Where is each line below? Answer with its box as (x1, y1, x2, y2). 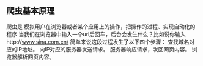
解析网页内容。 (17, 53, 55, 61)
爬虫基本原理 (6, 5, 55, 16)
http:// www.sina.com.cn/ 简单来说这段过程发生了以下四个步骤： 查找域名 (6, 38, 190, 45)
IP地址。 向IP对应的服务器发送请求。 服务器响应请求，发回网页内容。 (17, 45, 191, 53)
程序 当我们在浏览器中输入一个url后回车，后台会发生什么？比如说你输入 (6, 30, 186, 38)
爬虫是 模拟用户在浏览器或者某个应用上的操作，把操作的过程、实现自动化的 (6, 23, 196, 30)
